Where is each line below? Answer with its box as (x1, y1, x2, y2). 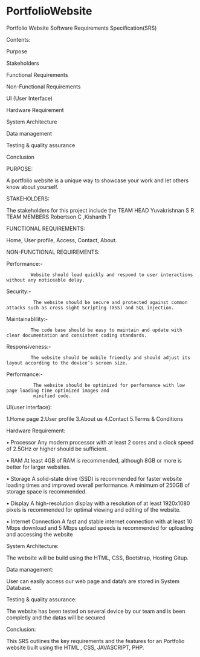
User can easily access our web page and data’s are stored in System (6, 577, 180, 585)
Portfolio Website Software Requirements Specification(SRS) (6, 24, 157, 31)
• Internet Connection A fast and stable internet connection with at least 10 (6, 518, 193, 525)
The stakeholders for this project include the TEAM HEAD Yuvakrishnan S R (6, 206, 195, 214)
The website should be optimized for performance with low (33, 382, 185, 388)
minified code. (33, 392, 71, 399)
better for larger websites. (6, 463, 71, 470)
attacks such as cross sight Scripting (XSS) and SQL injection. (6, 305, 174, 311)
